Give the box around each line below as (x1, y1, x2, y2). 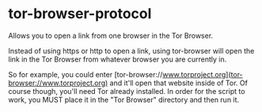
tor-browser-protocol (8, 5, 152, 23)
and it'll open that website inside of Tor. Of (109, 78, 248, 88)
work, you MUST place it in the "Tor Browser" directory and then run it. (8, 95, 240, 104)
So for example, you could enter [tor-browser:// (8, 69, 163, 79)
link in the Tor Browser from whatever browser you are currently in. (8, 54, 227, 64)
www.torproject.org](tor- (161, 69, 243, 79)
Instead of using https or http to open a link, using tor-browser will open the (8, 46, 255, 55)
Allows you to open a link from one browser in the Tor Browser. (8, 31, 214, 40)
